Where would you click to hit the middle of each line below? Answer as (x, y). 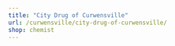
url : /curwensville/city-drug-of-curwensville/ (88, 23)
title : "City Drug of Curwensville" (68, 15)
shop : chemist (32, 30)
